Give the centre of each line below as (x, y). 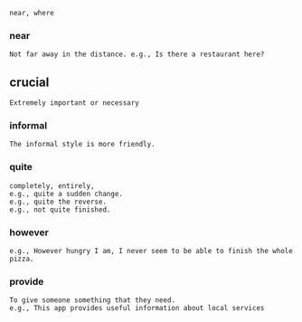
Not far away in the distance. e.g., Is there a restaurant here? (137, 54)
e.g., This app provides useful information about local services (137, 308)
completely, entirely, (52, 185)
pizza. (22, 259)
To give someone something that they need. (93, 300)
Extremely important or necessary (75, 103)
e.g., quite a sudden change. (66, 194)
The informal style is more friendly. (82, 145)
